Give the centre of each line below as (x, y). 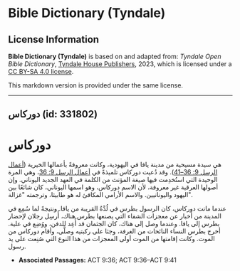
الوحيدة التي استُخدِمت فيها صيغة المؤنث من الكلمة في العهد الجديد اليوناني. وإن (113, 180)
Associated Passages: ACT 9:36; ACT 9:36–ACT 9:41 (98, 260)
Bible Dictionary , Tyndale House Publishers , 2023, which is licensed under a (120, 64)
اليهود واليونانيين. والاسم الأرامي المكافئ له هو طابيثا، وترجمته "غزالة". (100, 195)
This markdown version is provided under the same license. (96, 85)
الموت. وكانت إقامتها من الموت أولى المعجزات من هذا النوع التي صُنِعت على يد (112, 239)
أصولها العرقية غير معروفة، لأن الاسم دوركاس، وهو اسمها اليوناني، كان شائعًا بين (113, 187)
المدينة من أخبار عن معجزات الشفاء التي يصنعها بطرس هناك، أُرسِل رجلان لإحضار (115, 216)
